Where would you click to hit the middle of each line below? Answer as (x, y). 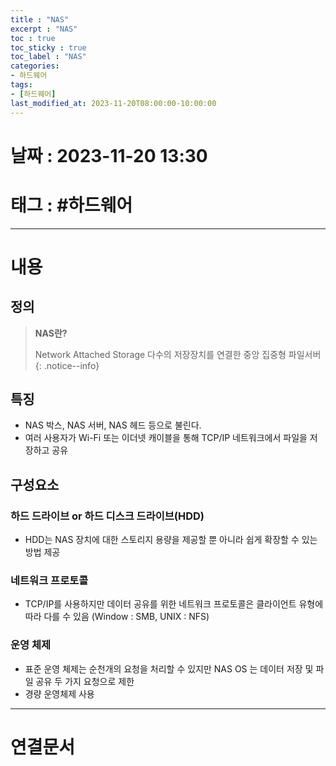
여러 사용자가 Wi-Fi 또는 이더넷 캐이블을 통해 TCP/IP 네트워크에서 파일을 (166, 438)
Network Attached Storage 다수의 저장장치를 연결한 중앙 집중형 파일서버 (178, 354)
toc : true (33, 38)
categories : (35, 66)
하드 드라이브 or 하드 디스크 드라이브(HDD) (107, 516)
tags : (21, 85)
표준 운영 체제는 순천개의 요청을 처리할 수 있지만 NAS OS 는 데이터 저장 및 (169, 668)
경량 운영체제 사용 (59, 693)
